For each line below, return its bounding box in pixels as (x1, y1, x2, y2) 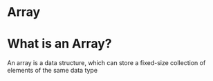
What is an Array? (7, 36, 112, 52)
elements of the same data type (7, 66, 98, 75)
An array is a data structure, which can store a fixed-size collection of (7, 59, 206, 67)
